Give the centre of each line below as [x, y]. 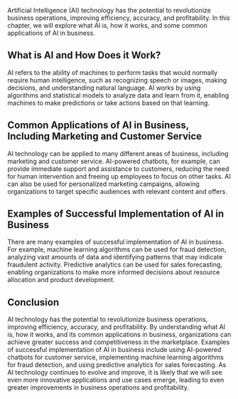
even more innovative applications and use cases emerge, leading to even [116, 380]
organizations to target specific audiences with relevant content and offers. [117, 191]
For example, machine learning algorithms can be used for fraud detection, [117, 249]
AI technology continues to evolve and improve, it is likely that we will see [115, 373]
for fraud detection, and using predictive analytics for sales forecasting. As [117, 365]
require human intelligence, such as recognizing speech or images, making [117, 80]
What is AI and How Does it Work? [84, 55]
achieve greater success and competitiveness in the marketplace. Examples [119, 342]
